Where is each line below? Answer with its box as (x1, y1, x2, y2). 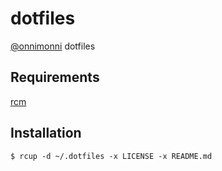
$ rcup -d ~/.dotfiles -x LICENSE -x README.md (10, 151, 213, 161)
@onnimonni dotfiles (10, 40, 96, 52)
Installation (10, 125, 82, 142)
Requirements (10, 69, 100, 86)
